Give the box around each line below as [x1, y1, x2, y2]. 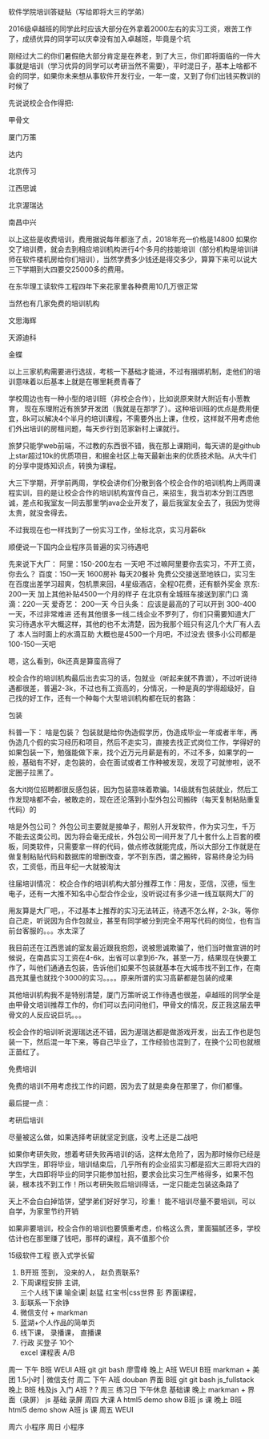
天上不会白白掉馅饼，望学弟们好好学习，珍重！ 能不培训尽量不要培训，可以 [8, 1197, 256, 1206]
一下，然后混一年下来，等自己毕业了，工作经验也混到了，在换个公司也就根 [14, 1037, 261, 1046]
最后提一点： [8, 1098, 50, 1108]
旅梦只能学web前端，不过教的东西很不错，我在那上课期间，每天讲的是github [8, 441, 261, 451]
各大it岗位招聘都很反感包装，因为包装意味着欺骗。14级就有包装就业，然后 [8, 785, 251, 794]
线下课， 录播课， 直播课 [19, 1328, 102, 1337]
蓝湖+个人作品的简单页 [19, 1318, 96, 1327]
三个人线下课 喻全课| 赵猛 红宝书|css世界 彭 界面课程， [19, 1287, 201, 1297]
